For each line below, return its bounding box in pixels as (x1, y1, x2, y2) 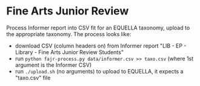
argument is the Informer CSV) (15, 61, 92, 69)
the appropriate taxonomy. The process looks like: (6, 30, 132, 37)
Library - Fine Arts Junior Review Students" (15, 48, 124, 55)
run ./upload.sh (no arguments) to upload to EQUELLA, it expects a (15, 67, 184, 75)
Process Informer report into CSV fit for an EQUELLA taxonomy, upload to (6, 24, 190, 31)
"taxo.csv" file (15, 74, 51, 81)
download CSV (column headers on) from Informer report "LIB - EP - (15, 42, 187, 49)
